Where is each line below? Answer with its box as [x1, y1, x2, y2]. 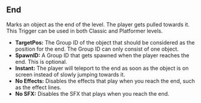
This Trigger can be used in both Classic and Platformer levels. [6, 27, 163, 34]
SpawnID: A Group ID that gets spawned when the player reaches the [15, 51, 189, 59]
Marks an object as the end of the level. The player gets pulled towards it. [6, 20, 189, 28]
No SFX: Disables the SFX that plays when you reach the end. [15, 90, 170, 97]
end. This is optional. [15, 58, 68, 65]
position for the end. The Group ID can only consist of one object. [15, 45, 179, 52]
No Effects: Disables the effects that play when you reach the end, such [15, 77, 196, 84]
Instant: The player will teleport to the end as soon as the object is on [15, 64, 189, 72]
